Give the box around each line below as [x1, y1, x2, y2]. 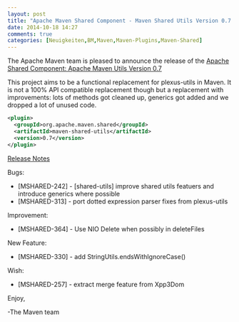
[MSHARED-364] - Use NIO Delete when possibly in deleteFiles [17, 224, 205, 233]
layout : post [7, 10, 46, 18]
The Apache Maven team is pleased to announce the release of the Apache [7, 56, 230, 65]
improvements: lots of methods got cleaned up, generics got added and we [7, 94, 229, 102]
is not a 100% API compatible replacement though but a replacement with [7, 86, 224, 94]
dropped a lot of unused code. [7, 101, 97, 109]
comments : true [7, 30, 53, 38]
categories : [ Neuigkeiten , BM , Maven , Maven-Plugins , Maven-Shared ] [7, 37, 203, 44]
